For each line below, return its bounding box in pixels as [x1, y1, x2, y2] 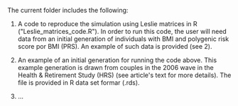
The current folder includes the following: [7, 6, 129, 14]
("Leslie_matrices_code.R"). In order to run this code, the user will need [17, 28, 227, 35]
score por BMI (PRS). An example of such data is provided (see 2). [17, 42, 212, 50]
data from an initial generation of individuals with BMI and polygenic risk [17, 35, 229, 43]
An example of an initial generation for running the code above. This [17, 56, 217, 64]
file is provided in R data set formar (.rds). [17, 78, 140, 87]
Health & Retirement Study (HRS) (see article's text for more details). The [17, 71, 232, 79]
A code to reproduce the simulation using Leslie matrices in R [17, 20, 198, 28]
